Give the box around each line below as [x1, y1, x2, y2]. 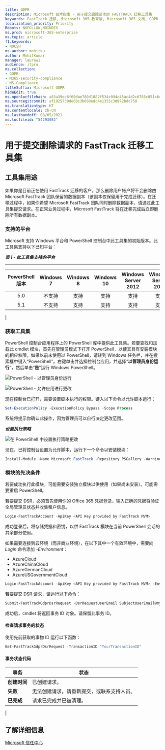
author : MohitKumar [5, 53, 45, 58]
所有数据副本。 [9, 212, 40, 218]
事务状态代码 [5, 655, 31, 661]
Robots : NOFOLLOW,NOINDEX [5, 26, 58, 31]
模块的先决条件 [5, 469, 41, 476]
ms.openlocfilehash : [5, 94, 48, 99]
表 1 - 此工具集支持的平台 [5, 254, 55, 260]
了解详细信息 [5, 725, 44, 734]
